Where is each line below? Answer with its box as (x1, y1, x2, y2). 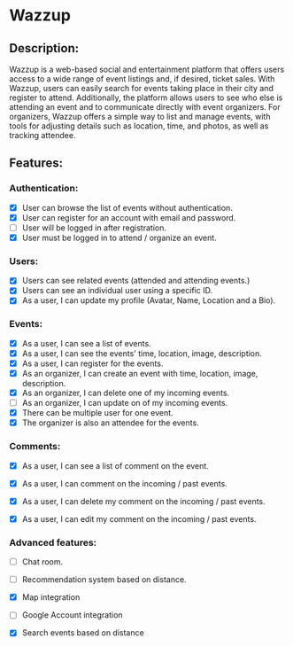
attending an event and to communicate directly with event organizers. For (9, 102, 281, 112)
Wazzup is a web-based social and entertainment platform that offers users (9, 64, 285, 74)
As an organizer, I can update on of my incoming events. (21, 398, 228, 409)
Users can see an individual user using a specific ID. (21, 285, 213, 296)
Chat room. (21, 556, 64, 567)
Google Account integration (21, 610, 123, 620)
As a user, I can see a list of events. (21, 338, 152, 348)
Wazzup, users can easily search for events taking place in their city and (9, 83, 274, 93)
